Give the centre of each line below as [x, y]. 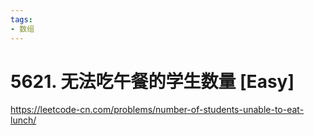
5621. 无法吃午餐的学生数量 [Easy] [152, 81]
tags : [21, 19]
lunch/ [23, 120]
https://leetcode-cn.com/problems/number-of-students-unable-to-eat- [157, 110]
